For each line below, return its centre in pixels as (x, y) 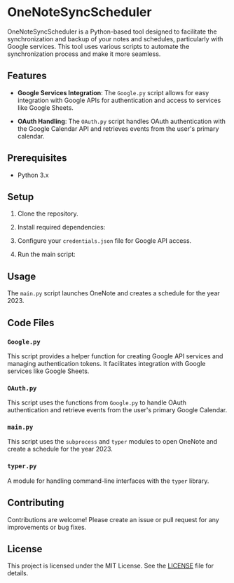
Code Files (31, 323)
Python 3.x (33, 175)
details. (18, 573)
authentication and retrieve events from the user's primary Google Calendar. (117, 410)
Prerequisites (37, 158)
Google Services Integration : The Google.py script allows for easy (113, 92)
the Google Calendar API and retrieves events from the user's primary (118, 128)
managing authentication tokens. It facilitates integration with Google (106, 363)
